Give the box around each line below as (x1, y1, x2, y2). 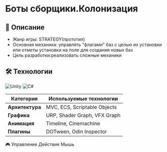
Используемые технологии (48, 95, 118, 102)
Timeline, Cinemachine (46, 120, 100, 127)
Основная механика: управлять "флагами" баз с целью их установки (12, 42, 162, 48)
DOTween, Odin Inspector (46, 128, 107, 135)
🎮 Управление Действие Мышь (5, 141, 75, 147)
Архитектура (8, 103, 41, 110)
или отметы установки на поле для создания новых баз (12, 47, 133, 53)
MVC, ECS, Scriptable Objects (46, 103, 117, 110)
